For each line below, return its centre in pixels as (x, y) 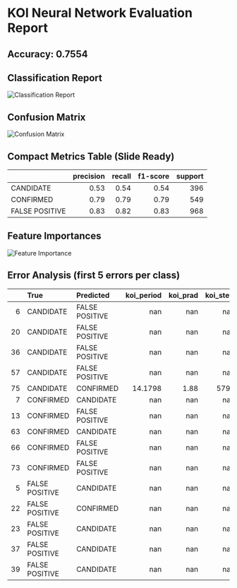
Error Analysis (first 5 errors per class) (94, 276)
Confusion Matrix (47, 117)
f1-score (154, 176)
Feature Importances (54, 236)
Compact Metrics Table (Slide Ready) (91, 156)
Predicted (93, 295)
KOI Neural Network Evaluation (100, 13)
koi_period (144, 295)
